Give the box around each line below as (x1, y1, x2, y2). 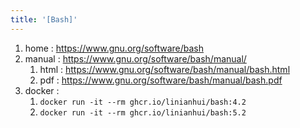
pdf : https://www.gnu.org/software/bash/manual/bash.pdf (39, 74, 283, 86)
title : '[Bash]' (10, 14, 78, 25)
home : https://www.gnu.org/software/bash (24, 42, 205, 54)
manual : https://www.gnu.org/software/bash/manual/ (24, 52, 247, 65)
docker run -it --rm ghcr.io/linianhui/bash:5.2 (39, 107, 247, 118)
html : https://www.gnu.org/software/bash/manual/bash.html (39, 63, 291, 75)
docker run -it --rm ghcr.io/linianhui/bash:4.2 (39, 97, 247, 107)
